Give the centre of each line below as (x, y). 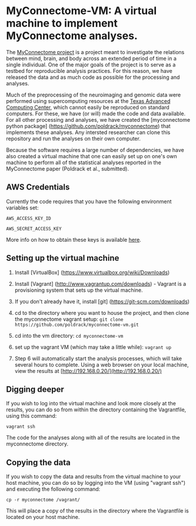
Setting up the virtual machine (63, 258)
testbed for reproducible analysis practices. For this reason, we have (89, 71)
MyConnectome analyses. (72, 36)
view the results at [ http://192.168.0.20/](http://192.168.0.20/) (88, 371)
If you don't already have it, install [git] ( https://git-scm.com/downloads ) (102, 301)
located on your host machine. (43, 517)
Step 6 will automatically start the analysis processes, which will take (98, 358)
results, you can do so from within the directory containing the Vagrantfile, (96, 410)
